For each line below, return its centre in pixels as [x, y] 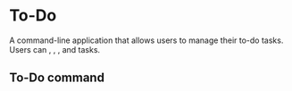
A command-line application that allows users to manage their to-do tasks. [146, 40]
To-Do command [57, 78]
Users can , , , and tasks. [55, 49]
